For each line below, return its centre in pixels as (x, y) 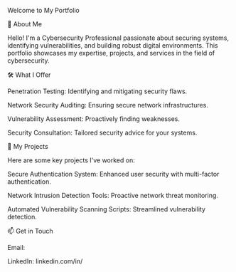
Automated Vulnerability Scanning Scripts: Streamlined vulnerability (107, 209)
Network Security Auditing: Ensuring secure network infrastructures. (108, 105)
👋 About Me (25, 24)
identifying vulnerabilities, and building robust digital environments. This (113, 45)
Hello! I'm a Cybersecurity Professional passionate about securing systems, (118, 38)
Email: (16, 247)
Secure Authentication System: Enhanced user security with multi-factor (113, 174)
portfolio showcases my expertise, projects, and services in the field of (111, 53)
